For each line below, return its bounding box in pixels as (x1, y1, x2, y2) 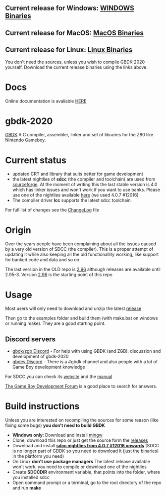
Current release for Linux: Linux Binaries (5, 46, 133, 54)
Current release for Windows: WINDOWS (5, 4, 135, 12)
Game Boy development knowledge (12, 364, 85, 370)
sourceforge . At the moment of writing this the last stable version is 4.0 (12, 182, 158, 188)
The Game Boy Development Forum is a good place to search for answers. (5, 383, 158, 390)
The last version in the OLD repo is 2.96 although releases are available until (5, 266, 161, 273)
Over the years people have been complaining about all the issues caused (5, 241, 156, 247)
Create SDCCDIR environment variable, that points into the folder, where (12, 469, 160, 475)
